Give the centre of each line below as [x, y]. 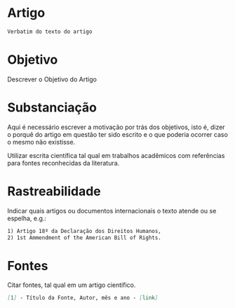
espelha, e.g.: [27, 218]
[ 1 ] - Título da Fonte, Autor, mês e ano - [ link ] [83, 298]
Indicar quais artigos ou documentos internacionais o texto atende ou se [112, 210]
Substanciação [52, 107]
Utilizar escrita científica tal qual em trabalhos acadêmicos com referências [116, 155]
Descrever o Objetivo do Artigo [52, 79]
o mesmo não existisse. [41, 142]
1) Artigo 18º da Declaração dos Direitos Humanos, [84, 231]
